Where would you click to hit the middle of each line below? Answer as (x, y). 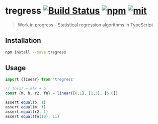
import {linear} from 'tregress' (40, 80)
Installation (23, 41)
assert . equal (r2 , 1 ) (27, 112)
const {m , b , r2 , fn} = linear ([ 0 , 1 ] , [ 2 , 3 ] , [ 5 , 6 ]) (62, 93)
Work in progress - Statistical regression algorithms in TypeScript (85, 25)
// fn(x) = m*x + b (26, 89)
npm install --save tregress (36, 52)
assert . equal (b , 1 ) (26, 103)
